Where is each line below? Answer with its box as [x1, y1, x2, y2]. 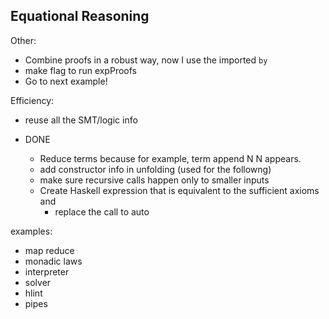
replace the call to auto [54, 205, 150, 218]
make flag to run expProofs [24, 64, 137, 76]
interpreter [24, 265, 70, 278]
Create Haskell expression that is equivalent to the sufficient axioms [39, 184, 320, 196]
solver [24, 276, 52, 288]
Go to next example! [24, 75, 108, 87]
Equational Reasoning [10, 8, 150, 25]
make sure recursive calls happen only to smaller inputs [39, 174, 270, 186]
